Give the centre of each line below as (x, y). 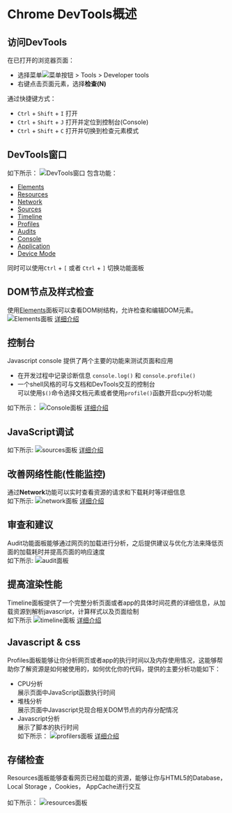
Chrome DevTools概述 (72, 14)
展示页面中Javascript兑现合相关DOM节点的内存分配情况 (98, 710)
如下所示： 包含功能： (62, 173)
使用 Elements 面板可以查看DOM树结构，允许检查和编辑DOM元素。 (102, 310)
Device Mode (36, 253)
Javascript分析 (39, 718)
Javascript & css (44, 643)
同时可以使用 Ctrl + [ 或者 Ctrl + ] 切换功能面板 (76, 268)
